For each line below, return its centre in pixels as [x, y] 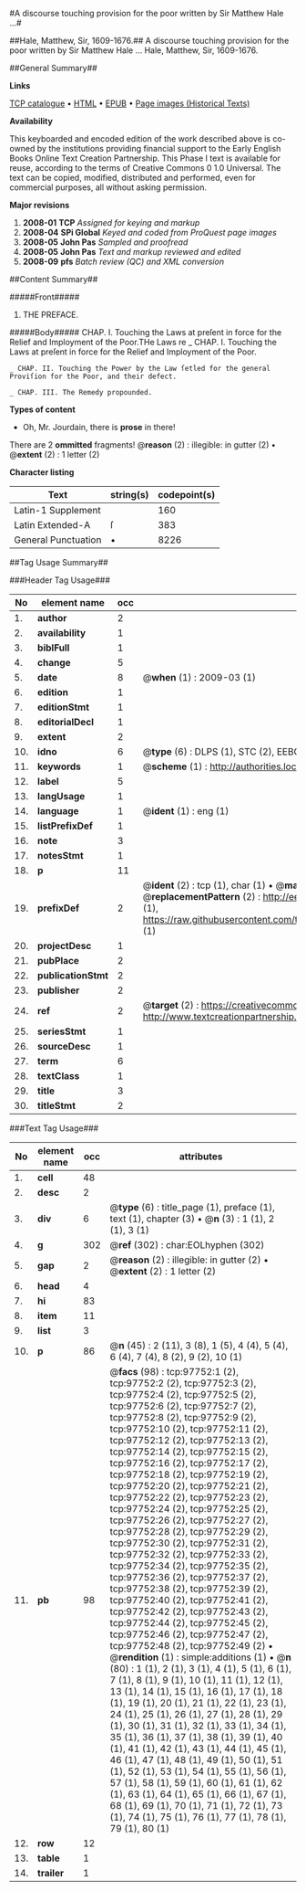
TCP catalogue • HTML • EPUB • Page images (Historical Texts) [130, 103]
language [58, 811]
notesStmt [61, 856]
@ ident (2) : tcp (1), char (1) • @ [214, 885]
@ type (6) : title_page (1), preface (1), [193, 1207]
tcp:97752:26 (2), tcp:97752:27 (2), [189, 1520]
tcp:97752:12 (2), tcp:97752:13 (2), [189, 1440]
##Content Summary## [54, 279]
